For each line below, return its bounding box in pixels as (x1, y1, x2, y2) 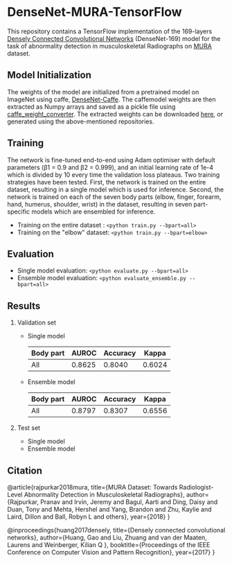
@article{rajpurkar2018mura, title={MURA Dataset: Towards (7, 483, 178, 491)
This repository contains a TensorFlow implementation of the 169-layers (7, 27, 213, 35)
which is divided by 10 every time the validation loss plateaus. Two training (7, 171, 220, 179)
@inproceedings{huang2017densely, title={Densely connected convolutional (7, 526, 226, 534)
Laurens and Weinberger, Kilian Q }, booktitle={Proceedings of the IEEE (7, 541, 211, 548)
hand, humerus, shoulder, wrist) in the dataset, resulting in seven (7, 200, 193, 208)
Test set (17, 424, 40, 432)
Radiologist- (179, 483, 214, 491)
